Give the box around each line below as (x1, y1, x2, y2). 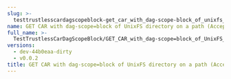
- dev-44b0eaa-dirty (13, 49, 72, 56)
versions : (7, 42, 36, 49)
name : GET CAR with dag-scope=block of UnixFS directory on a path (7, 23, 205, 30)
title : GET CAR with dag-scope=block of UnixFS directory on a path (7, 61, 208, 68)
